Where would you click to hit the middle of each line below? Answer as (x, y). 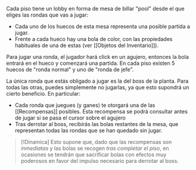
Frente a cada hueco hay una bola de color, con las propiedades (94, 39)
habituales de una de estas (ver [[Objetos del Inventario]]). (87, 45)
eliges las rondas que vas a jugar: (47, 15)
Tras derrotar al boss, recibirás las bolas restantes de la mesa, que (97, 124)
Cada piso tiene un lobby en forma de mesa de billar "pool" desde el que (95, 9)
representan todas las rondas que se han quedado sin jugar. (88, 130)
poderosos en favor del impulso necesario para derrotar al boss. (99, 161)
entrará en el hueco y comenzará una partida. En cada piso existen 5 (91, 63)
